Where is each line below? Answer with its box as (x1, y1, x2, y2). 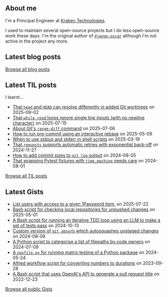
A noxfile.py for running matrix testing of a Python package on (12, 249, 145, 256)
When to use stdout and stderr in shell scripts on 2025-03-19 (12, 136, 140, 142)
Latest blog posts (5, 53, 61, 61)
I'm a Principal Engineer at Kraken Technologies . (5, 17, 106, 23)
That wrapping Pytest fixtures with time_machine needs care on (12, 158, 144, 164)
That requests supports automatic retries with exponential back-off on (12, 142, 159, 148)
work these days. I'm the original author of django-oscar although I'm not (5, 32, 157, 38)
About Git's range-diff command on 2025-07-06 (12, 125, 115, 132)
